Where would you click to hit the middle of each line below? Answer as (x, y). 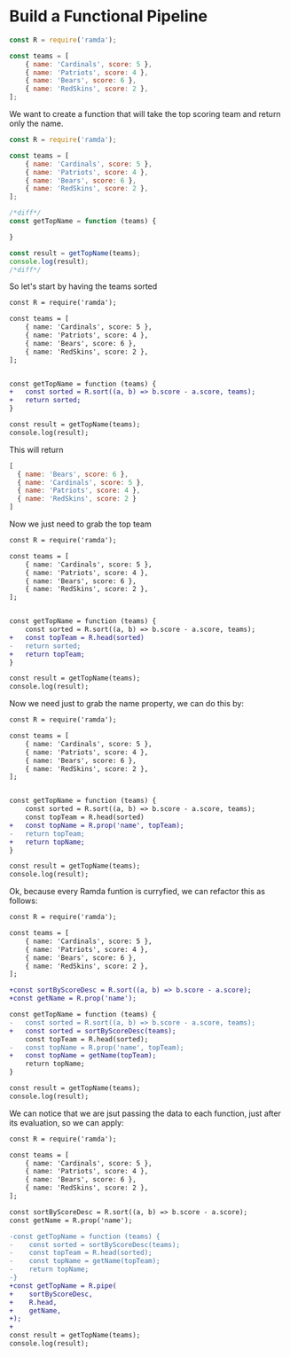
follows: (24, 901)
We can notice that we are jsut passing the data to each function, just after (145, 1113)
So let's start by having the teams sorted (83, 286)
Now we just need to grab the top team (81, 524)
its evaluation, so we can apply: (67, 1122)
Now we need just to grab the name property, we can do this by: (127, 704)
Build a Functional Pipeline (109, 16)
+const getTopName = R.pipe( (63, 1286)
